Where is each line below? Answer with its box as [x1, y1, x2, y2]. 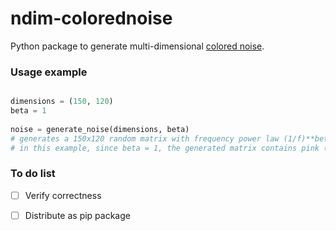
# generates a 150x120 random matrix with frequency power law [10, 133, 280, 144]
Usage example [10, 65, 88, 79]
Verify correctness [24, 189, 102, 201]
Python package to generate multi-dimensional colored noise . [10, 40, 265, 52]
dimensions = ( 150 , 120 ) [10, 97, 114, 107]
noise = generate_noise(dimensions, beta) [10, 124, 190, 134]
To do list [10, 167, 56, 181]
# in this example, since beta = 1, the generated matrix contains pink [10, 143, 320, 153]
